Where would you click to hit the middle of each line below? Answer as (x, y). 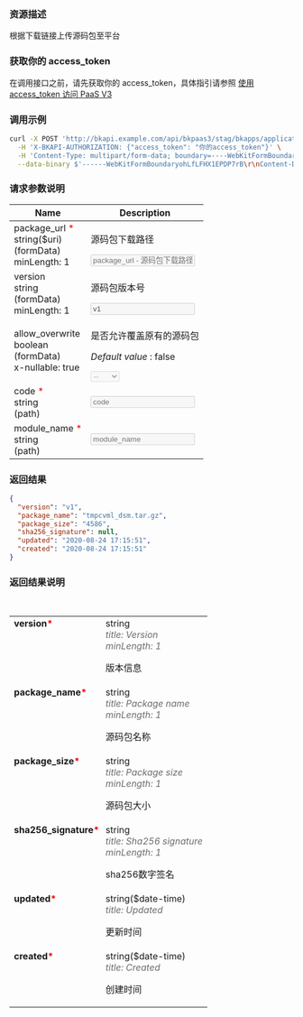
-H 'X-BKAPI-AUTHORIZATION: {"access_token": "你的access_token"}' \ (150, 147)
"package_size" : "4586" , (64, 524)
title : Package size (144, 772)
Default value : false (133, 356)
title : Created (133, 967)
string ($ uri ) (38, 239)
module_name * (48, 428)
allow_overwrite (47, 334)
